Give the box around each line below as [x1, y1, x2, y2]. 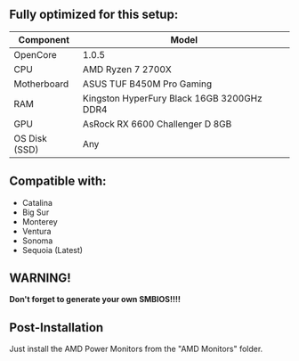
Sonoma [21, 235, 53, 246]
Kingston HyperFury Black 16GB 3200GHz [83, 92, 263, 104]
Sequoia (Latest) [21, 244, 83, 255]
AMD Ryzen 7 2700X [83, 62, 172, 75]
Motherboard [13, 78, 69, 90]
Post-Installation [9, 320, 104, 335]
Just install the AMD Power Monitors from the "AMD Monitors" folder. [9, 343, 263, 355]
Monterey [21, 216, 58, 226]
